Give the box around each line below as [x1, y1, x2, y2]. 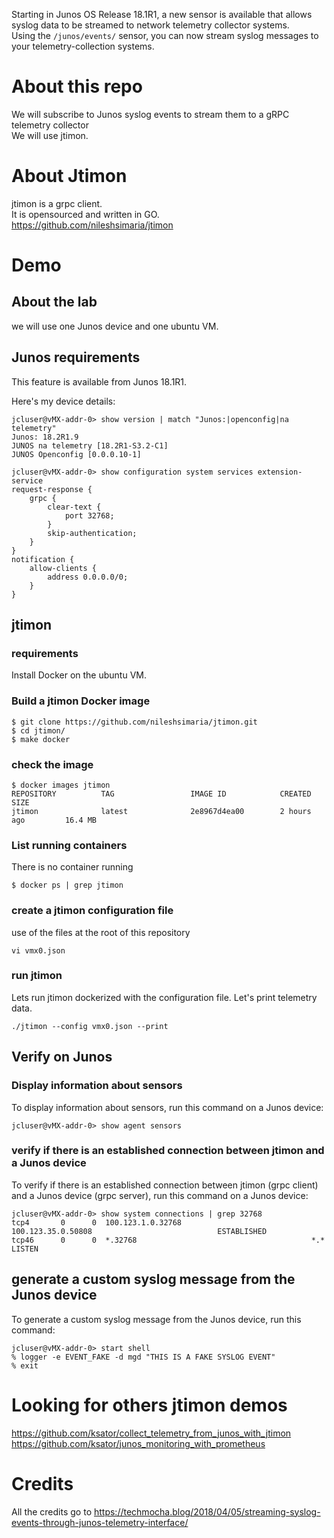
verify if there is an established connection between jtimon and [11, 1144, 325, 1158]
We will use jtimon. [11, 129, 89, 141]
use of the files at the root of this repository [11, 926, 191, 938]
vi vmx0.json [11, 945, 66, 956]
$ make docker [11, 734, 71, 744]
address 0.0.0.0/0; [47, 572, 129, 582]
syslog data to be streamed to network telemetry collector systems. [11, 19, 290, 31]
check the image [11, 757, 94, 771]
